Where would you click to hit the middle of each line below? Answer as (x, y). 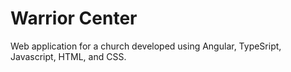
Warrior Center (74, 18)
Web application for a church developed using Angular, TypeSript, (146, 46)
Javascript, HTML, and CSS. (68, 56)
